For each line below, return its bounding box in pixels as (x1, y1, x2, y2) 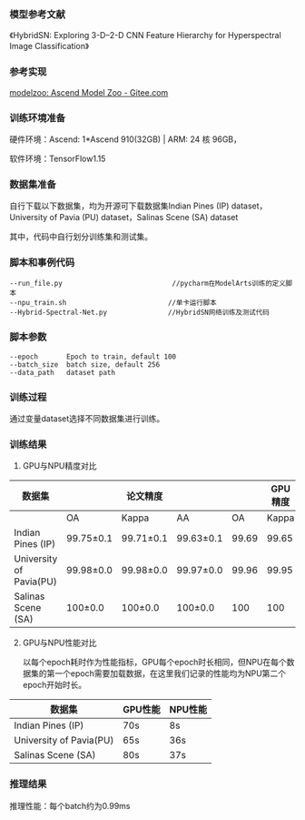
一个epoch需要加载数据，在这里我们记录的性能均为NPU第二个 (54, 668, 287, 679)
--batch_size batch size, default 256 (9, 359, 161, 370)
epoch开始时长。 (22, 680, 87, 691)
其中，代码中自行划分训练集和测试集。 (9, 231, 152, 242)
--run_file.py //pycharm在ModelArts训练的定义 (9, 279, 286, 289)
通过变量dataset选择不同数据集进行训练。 (9, 413, 165, 424)
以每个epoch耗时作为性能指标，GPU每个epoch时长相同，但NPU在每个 (22, 657, 288, 668)
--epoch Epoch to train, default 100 (9, 352, 177, 361)
